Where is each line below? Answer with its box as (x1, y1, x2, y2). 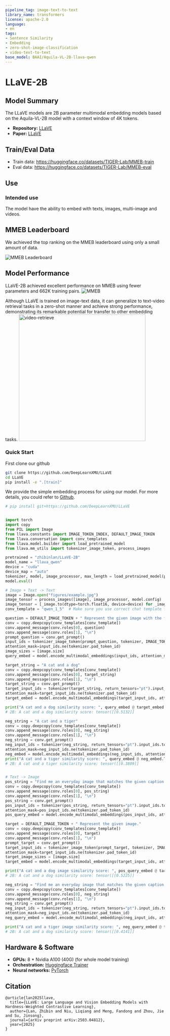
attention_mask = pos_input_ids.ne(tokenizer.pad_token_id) (5, 807, 130, 813)
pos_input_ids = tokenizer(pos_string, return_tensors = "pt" (5, 803, 135, 808)
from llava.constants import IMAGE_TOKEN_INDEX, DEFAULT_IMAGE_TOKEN (5, 531, 155, 537)
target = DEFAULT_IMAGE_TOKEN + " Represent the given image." (5, 821, 142, 827)
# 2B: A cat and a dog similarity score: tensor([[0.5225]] (5, 873, 135, 878)
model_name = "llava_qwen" (5, 560, 62, 565)
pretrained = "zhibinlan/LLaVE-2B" (5, 555, 80, 560)
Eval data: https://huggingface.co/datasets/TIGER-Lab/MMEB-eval (12, 164, 152, 170)
